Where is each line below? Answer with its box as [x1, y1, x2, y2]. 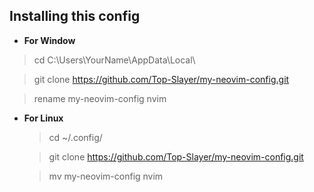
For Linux [23, 112, 64, 124]
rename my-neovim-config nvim [33, 92, 167, 104]
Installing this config [9, 8, 141, 25]
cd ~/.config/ [48, 131, 103, 143]
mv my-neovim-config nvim [48, 170, 164, 182]
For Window [23, 34, 76, 46]
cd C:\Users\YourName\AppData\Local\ [33, 54, 196, 66]
